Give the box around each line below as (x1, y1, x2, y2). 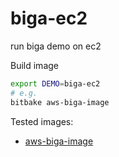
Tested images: (10, 115, 74, 127)
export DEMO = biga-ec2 (10, 78, 101, 89)
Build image (10, 59, 59, 71)
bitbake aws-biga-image (10, 97, 110, 107)
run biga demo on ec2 (10, 40, 102, 52)
